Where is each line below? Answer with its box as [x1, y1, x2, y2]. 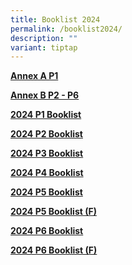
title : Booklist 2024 [10, 14, 101, 25]
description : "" [10, 33, 78, 43]
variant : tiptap [10, 42, 78, 53]
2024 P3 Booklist [10, 147, 84, 160]
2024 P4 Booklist [10, 167, 84, 179]
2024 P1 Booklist [10, 109, 82, 121]
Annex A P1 [10, 70, 59, 82]
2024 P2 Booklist [10, 128, 83, 140]
